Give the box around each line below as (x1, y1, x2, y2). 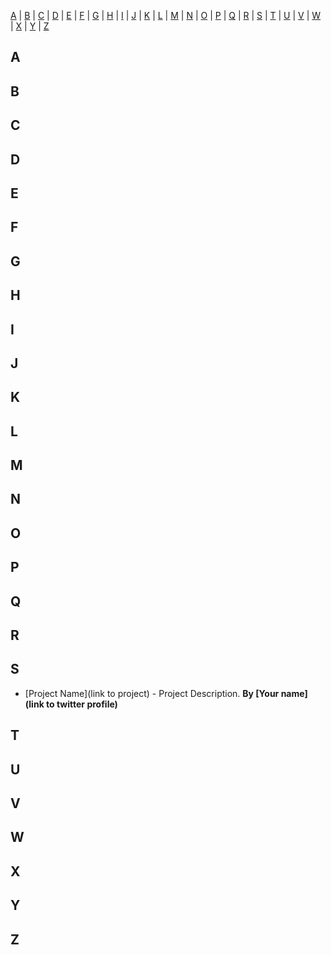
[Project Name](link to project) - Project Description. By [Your (24, 687, 280, 699)
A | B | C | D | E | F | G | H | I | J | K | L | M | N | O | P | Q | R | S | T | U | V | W (10, 10, 322, 21)
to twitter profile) (46, 698, 118, 710)
